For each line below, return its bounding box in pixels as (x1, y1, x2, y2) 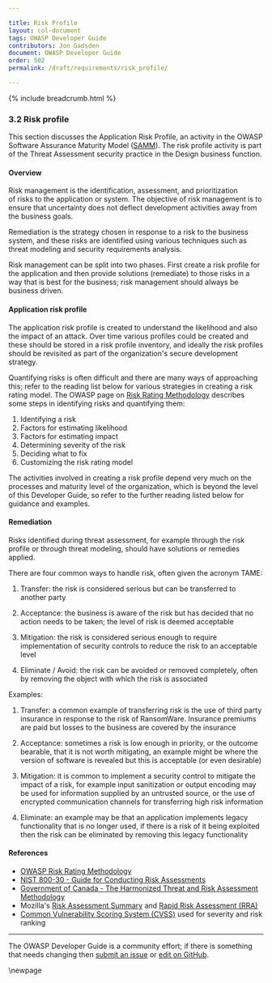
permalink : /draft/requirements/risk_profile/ (8, 64, 168, 73)
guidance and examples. (8, 499, 91, 509)
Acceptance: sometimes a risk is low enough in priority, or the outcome (19, 738, 258, 747)
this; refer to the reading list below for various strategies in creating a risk (8, 381, 253, 391)
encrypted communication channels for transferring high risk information (19, 797, 264, 806)
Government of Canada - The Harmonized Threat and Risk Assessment (19, 883, 259, 893)
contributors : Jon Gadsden (8, 41, 100, 49)
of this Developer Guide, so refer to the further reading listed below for (8, 490, 244, 500)
